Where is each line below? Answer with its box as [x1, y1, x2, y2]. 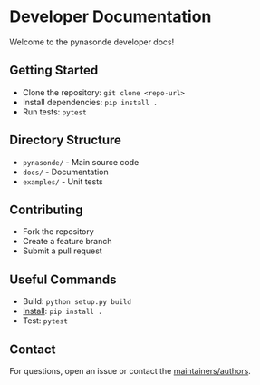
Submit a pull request [22, 245, 102, 256]
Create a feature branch [22, 236, 112, 247]
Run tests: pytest [22, 106, 88, 117]
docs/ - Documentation [22, 166, 109, 177]
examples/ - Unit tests [22, 175, 103, 187]
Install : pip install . [22, 306, 102, 317]
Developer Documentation [9, 6, 212, 27]
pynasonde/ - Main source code [22, 156, 140, 167]
